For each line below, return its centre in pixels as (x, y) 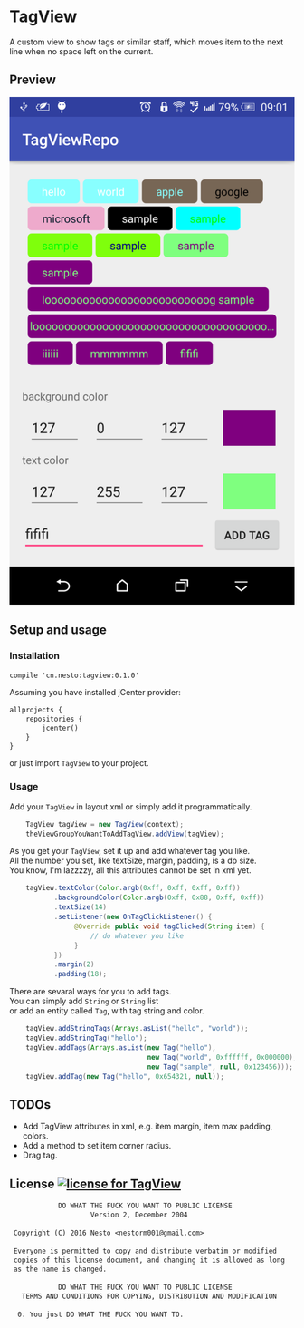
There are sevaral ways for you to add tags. (90, 992)
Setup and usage (58, 630)
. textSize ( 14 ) (80, 907)
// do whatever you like (137, 935)
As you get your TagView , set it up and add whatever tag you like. (130, 851)
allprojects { (36, 710)
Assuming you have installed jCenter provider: (95, 693)
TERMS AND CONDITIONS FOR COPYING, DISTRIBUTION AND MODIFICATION (149, 1297)
